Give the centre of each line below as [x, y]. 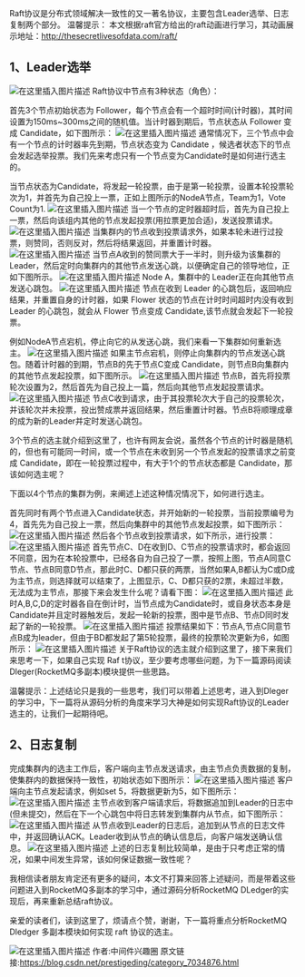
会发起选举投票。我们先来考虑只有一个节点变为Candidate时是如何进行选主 [148, 155]
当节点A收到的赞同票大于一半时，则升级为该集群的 [187, 254]
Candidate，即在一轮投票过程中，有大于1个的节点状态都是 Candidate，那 [156, 463]
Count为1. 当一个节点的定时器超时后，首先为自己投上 [150, 209]
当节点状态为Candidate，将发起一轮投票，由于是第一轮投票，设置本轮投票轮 [152, 186]
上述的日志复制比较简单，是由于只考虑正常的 [194, 847]
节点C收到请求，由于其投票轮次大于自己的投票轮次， [191, 398]
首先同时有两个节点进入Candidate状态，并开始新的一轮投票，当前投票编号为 [152, 513]
